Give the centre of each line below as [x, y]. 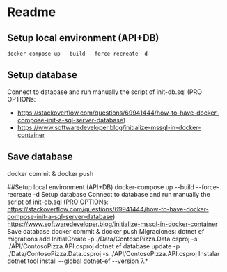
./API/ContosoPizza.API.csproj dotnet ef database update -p [94, 246]
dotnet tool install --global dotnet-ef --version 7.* [78, 261]
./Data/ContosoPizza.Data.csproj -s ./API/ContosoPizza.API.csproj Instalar [113, 253]
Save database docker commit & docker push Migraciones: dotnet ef [106, 231]
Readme [32, 12]
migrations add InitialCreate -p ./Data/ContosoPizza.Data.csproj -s [102, 239]
